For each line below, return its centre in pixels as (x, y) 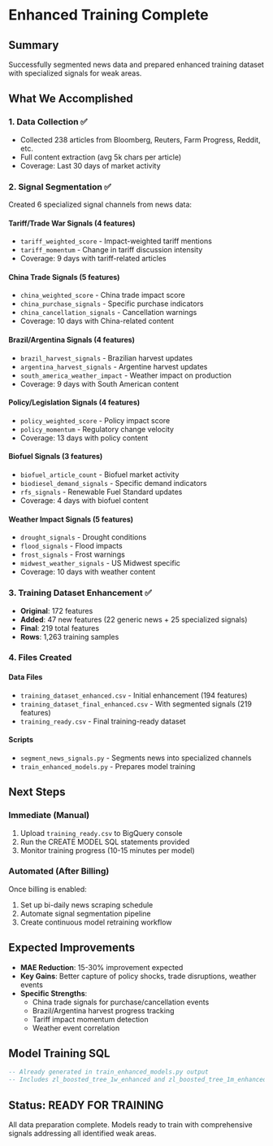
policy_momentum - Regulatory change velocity (97, 429)
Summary (34, 45)
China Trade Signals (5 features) (64, 277)
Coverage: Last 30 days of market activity (90, 165)
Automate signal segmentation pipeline (85, 913)
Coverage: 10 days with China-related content (97, 321)
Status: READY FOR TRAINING (86, 1105)
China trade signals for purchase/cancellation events (121, 1002)
